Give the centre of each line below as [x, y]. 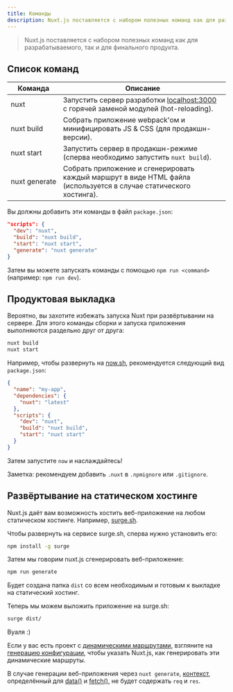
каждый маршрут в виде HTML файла [127, 178]
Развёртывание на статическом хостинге [102, 496]
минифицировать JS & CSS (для [117, 129]
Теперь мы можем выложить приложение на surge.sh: [88, 606]
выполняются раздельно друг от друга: [66, 331]
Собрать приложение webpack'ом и [124, 120]
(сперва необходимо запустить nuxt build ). [137, 157]
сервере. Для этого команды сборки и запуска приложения [96, 323]
